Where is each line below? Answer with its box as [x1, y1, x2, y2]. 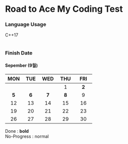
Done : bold [5, 128, 29, 134]
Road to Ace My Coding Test [5, 3, 123, 15]
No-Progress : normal [5, 133, 49, 139]
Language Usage [5, 21, 47, 28]
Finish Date [5, 50, 33, 57]
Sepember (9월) [5, 62, 38, 68]
